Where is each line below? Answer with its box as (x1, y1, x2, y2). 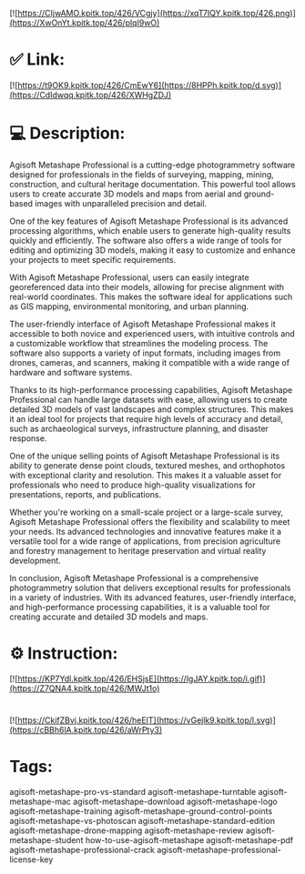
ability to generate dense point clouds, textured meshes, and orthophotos (9, 459, 286, 471)
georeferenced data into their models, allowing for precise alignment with (9, 281, 285, 292)
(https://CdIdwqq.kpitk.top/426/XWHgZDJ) (9, 89, 172, 100)
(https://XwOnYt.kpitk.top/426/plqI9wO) (9, 17, 160, 28)
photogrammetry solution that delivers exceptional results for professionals (9, 582, 291, 593)
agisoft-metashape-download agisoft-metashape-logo (72, 796, 278, 807)
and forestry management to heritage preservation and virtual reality (9, 545, 267, 556)
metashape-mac (9, 796, 71, 807)
